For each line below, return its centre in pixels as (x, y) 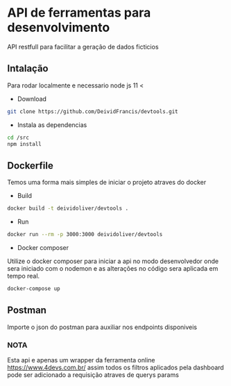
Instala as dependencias (52, 125)
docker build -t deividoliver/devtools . (68, 209)
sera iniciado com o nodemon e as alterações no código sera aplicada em (113, 268)
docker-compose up (34, 288)
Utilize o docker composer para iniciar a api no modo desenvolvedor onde (113, 261)
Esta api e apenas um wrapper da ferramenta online (81, 360)
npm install (24, 144)
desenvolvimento (59, 27)
